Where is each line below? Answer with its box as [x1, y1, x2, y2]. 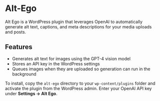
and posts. [5, 29, 26, 35]
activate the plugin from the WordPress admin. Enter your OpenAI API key [5, 85, 152, 91]
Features [5, 43, 32, 51]
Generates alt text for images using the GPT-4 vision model [12, 56, 131, 62]
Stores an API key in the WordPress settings [12, 61, 100, 66]
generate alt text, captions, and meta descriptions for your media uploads [5, 24, 152, 29]
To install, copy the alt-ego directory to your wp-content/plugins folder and [5, 80, 156, 86]
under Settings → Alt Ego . [5, 90, 58, 96]
